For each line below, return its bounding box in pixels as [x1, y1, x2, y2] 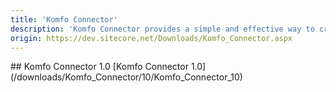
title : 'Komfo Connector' [10, 14, 118, 25]
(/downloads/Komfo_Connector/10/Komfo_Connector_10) [10, 71, 243, 83]
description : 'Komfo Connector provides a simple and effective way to [10, 24, 315, 34]
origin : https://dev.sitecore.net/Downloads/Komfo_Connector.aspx [10, 33, 293, 43]
